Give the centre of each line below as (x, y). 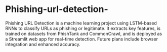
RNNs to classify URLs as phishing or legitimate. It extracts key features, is (83, 28)
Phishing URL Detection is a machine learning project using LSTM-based (81, 23)
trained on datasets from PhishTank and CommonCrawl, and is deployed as (84, 33)
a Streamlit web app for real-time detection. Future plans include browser (82, 39)
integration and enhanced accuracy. (43, 44)
